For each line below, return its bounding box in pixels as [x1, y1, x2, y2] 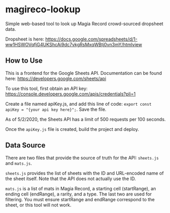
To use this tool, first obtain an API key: [5, 85, 88, 91]
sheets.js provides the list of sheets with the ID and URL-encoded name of [5, 170, 164, 176]
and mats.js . [5, 160, 32, 166]
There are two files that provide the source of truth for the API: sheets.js [5, 154, 159, 161]
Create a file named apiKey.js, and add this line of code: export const [5, 101, 152, 107]
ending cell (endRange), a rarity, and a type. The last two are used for [5, 191, 152, 197]
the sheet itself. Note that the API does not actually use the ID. [5, 176, 136, 182]
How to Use [5, 56, 43, 65]
